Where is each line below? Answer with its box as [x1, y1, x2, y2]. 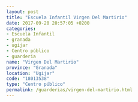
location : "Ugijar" [6, 70, 55, 76]
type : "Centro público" [6, 82, 66, 88]
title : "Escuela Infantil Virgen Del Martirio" [6, 14, 128, 20]
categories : [6, 25, 36, 32]
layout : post [6, 8, 39, 15]
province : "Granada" [6, 64, 58, 71]
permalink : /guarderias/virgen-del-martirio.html [6, 87, 133, 93]
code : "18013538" [6, 76, 50, 82]
